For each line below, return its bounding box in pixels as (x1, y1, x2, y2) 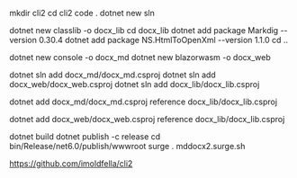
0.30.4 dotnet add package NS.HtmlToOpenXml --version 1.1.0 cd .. (39, 35, 289, 45)
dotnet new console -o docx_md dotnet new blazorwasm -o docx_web (9, 52, 272, 62)
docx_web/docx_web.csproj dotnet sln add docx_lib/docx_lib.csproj (9, 79, 260, 89)
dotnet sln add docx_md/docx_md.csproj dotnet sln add (9, 69, 216, 80)
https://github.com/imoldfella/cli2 (9, 158, 133, 169)
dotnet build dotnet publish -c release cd (9, 131, 161, 142)
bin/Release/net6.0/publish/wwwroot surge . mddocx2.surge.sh (9, 141, 246, 151)
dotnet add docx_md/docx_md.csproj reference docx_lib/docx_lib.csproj (9, 96, 277, 107)
